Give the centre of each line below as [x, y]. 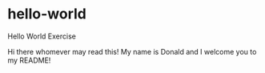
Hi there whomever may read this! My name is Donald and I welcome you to [132, 51]
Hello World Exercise [42, 36]
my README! [29, 60]
